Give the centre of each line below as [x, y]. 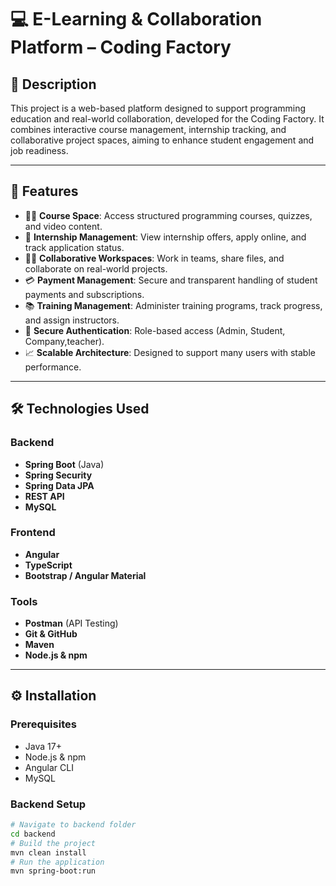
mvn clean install [48, 852]
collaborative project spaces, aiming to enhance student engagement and [162, 140]
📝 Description [53, 84]
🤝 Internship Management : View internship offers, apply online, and [165, 237]
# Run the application [57, 862]
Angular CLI [49, 767]
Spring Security [58, 475]
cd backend [33, 834]
